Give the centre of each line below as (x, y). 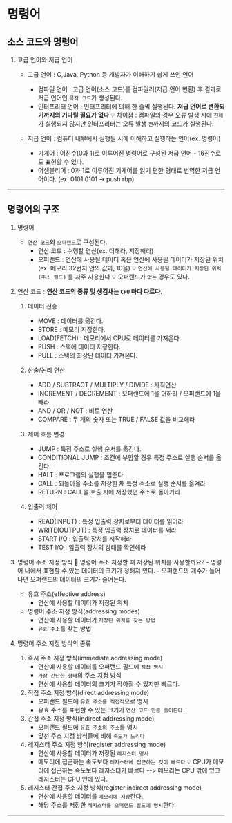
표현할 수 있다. (65, 162)
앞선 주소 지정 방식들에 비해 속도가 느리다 (91, 736)
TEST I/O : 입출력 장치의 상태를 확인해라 (92, 547)
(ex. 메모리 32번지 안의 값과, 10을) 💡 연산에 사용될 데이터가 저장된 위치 (129, 268)
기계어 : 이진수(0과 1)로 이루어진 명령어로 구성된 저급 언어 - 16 (121, 153)
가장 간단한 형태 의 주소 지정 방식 (80, 675)
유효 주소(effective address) (66, 594)
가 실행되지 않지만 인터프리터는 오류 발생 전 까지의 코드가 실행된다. (126, 124)
